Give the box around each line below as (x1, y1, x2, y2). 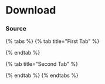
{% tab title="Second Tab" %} (5, 61, 79, 68)
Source (5, 25, 27, 33)
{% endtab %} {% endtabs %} (5, 72, 79, 79)
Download (5, 4, 56, 17)
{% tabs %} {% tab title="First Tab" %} (5, 38, 100, 45)
